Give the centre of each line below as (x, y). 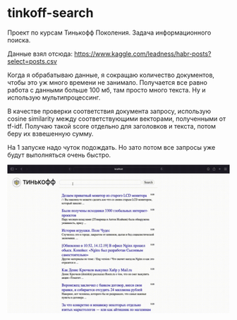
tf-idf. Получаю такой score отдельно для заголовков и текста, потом (112, 126)
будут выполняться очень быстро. (59, 155)
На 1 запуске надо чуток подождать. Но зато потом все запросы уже (111, 147)
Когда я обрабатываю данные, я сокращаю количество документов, (111, 75)
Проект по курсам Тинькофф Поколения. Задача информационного (109, 32)
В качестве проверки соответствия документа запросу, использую (109, 111)
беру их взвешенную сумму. (50, 134)
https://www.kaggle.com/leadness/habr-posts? (142, 54)
